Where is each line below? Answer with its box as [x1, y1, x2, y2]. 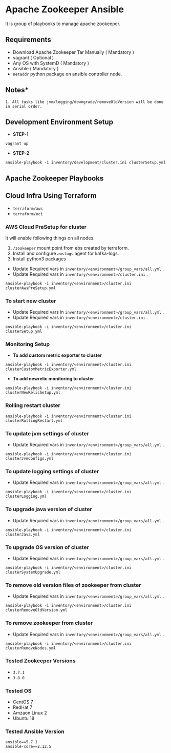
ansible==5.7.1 [5, 740, 38, 745]
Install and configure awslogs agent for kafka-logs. [12, 250, 119, 256]
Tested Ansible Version [5, 728, 65, 735]
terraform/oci [12, 211, 43, 216]
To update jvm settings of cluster [5, 430, 90, 437]
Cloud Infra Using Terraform [5, 191, 97, 200]
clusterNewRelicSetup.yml [5, 390, 60, 395]
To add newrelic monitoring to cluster [12, 376, 95, 382]
